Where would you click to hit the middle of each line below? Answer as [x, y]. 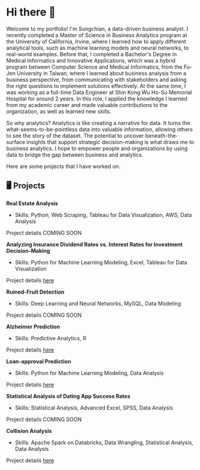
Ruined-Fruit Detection [35, 292]
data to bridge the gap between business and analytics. [75, 154]
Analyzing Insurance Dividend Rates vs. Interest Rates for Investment [94, 244]
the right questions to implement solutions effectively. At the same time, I [96, 86]
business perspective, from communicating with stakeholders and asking [96, 80]
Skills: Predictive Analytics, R [51, 338]
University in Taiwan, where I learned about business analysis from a [102, 73]
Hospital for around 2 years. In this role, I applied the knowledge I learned [97, 99]
